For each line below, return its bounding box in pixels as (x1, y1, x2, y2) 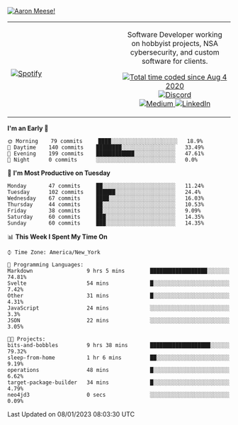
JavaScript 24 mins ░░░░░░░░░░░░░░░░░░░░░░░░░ (7, 305, 230, 312)
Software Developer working (127, 30, 223, 39)
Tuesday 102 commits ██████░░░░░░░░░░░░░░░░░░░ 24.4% (7, 188, 201, 195)
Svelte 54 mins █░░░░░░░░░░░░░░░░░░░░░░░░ (7, 280, 230, 287)
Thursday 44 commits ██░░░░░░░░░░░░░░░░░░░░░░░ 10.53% (7, 201, 204, 208)
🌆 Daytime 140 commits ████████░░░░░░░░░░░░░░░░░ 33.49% (7, 144, 204, 151)
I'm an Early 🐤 (7, 124, 49, 132)
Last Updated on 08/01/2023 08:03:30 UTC (7, 410, 135, 418)
